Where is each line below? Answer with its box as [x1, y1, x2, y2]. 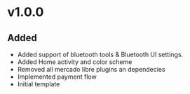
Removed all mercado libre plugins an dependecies [17, 65, 166, 73]
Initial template [17, 80, 60, 88]
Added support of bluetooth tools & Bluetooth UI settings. [17, 50, 184, 58]
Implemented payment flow [17, 72, 97, 81]
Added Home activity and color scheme [17, 58, 133, 66]
